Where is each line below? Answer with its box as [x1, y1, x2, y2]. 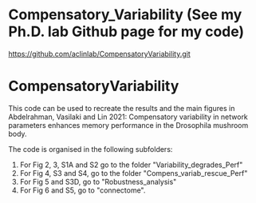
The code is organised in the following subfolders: [8, 144, 173, 153]
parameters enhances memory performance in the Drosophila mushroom [8, 120, 249, 129]
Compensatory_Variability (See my [8, 6, 242, 24]
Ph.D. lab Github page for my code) [8, 22, 245, 41]
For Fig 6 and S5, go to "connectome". [19, 185, 146, 195]
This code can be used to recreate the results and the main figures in [8, 103, 235, 113]
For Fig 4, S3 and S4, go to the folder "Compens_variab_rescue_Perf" [19, 168, 248, 177]
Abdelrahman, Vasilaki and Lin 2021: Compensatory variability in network [8, 112, 249, 121]
